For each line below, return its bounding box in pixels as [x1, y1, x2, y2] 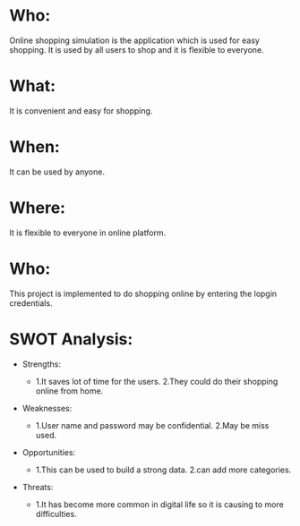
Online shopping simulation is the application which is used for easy [9, 35, 260, 46]
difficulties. [35, 508, 78, 519]
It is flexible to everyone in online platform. [9, 227, 167, 238]
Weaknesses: [21, 403, 73, 413]
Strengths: [21, 359, 61, 369]
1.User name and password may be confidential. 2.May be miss [35, 420, 270, 430]
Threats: [21, 481, 54, 492]
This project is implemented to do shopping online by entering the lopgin [9, 288, 278, 299]
